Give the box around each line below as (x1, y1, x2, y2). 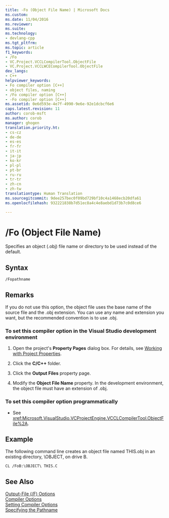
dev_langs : (5, 69, 28, 74)
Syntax (5, 263, 28, 272)
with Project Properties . (12, 350, 62, 357)
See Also (5, 477, 34, 486)
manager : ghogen (5, 120, 39, 126)
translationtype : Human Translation (5, 191, 82, 196)
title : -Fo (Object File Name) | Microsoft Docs (5, 7, 110, 13)
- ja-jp (5, 153, 22, 158)
